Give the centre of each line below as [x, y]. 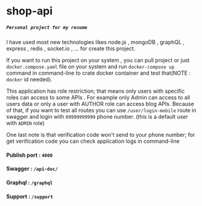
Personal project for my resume [47, 27]
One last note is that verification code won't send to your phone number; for [101, 135]
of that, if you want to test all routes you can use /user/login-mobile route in [102, 110]
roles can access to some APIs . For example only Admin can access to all [98, 98]
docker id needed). [29, 80]
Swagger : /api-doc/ [32, 169]
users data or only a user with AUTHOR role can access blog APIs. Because [100, 104]
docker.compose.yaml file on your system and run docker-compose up [90, 67]
